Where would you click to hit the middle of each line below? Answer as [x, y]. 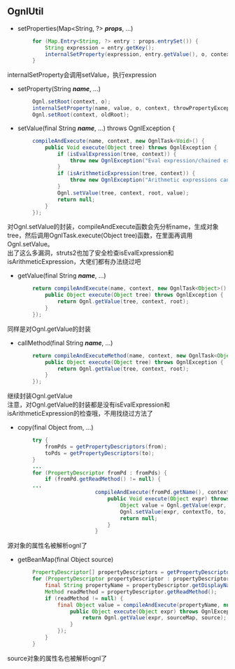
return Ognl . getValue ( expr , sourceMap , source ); [155, 618]
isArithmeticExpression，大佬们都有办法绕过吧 [74, 262]
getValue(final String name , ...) [62, 276]
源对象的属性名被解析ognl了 [47, 546]
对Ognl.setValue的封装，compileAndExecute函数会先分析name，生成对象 [113, 227]
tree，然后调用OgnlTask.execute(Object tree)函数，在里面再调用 [100, 235]
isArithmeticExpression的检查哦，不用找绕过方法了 [80, 414]
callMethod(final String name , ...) [65, 343]
